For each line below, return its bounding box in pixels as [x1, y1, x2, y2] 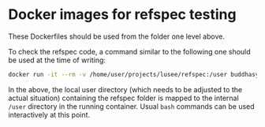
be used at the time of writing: [8, 55, 106, 65]
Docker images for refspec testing [8, 6, 237, 24]
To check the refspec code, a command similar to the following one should [8, 47, 251, 56]
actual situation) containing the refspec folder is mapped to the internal [8, 93, 239, 103]
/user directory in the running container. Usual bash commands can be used [8, 101, 255, 111]
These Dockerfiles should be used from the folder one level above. [8, 32, 225, 41]
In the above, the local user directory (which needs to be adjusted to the [8, 84, 243, 94]
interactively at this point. [8, 110, 91, 119]
